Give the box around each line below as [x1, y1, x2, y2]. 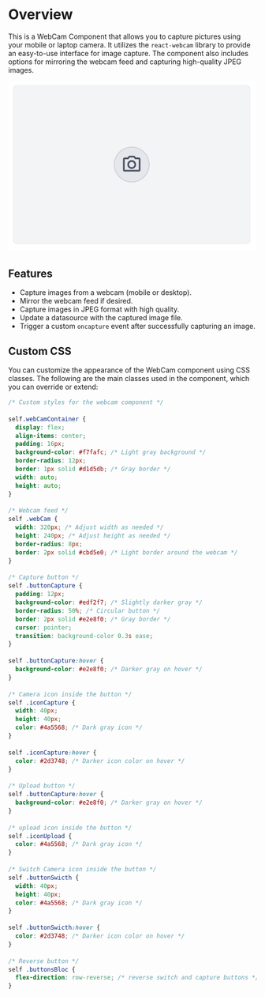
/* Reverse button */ [8, 957, 80, 965]
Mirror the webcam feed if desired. [19, 296, 133, 306]
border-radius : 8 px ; [15, 540, 83, 548]
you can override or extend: [8, 382, 99, 392]
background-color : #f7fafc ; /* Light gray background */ [15, 448, 207, 456]
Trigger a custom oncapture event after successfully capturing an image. [19, 322, 256, 331]
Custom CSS [8, 344, 72, 357]
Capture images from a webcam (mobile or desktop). [19, 288, 192, 297]
